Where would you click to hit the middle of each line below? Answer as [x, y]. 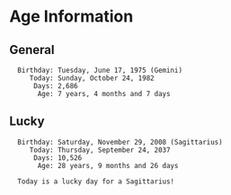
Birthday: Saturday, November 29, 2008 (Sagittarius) [120, 142]
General [32, 50]
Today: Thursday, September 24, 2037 [100, 150]
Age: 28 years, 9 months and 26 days [108, 165]
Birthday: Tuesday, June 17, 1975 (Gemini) [100, 70]
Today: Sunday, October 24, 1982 [92, 78]
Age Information [71, 17]
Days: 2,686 [55, 86]
